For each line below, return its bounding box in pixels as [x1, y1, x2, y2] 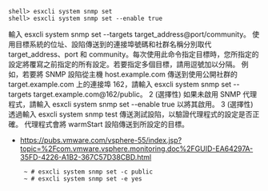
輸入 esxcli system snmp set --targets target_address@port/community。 [8, 30, 250, 39]
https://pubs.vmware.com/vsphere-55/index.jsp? [19, 136, 182, 145]
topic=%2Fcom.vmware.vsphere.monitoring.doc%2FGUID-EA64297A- [19, 144, 254, 153]
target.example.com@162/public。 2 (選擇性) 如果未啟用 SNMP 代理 [33, 90, 258, 99]
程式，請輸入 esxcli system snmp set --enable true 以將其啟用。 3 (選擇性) [8, 100, 254, 109]
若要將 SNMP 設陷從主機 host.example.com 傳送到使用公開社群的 [22, 70, 238, 79]
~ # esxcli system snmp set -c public [23, 168, 154, 176]
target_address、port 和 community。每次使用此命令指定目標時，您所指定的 [8, 50, 259, 59]
